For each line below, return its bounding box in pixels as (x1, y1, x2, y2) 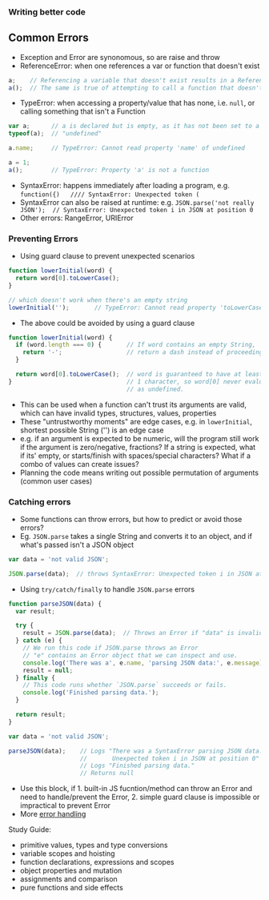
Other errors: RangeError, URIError (19, 213, 134, 223)
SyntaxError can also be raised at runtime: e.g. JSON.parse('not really (19, 197, 255, 207)
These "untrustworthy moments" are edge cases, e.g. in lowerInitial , (19, 416, 252, 426)
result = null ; (22, 666, 74, 674)
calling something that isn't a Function (19, 106, 146, 116)
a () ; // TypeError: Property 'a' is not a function (8, 166, 210, 174)
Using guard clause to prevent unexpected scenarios (19, 251, 195, 261)
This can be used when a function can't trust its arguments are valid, (19, 400, 247, 409)
